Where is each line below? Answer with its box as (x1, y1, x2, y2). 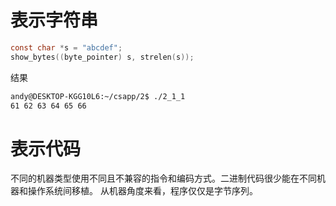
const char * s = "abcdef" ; (10, 42, 123, 53)
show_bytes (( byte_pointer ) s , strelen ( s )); (10, 52, 195, 62)
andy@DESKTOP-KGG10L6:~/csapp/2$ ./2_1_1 (10, 91, 186, 101)
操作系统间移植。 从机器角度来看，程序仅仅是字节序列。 (27, 185, 258, 197)
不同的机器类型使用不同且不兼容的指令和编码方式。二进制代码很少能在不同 (10, 172, 317, 185)
